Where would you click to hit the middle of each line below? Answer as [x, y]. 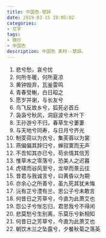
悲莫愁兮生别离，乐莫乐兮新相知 [55, 214]
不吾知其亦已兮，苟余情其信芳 [52, 153]
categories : [22, 23]
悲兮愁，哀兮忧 [34, 69]
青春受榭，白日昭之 [39, 92]
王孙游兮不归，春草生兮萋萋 [50, 123]
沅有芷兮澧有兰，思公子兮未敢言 [55, 191]
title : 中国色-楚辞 [29, 12]
